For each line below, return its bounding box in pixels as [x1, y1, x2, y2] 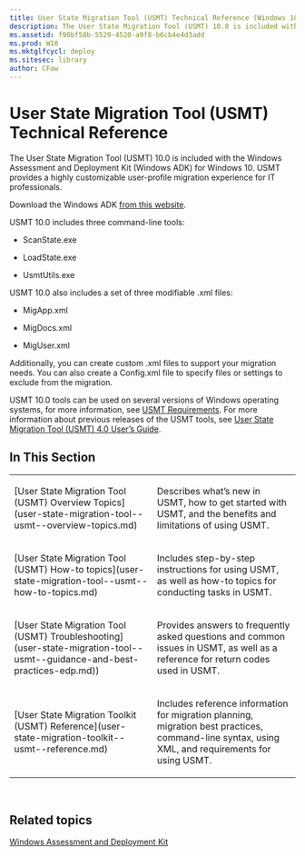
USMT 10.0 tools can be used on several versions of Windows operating [9, 394, 280, 405]
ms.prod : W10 [9, 38, 59, 48]
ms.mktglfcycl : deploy [9, 47, 95, 56]
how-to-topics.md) [14, 585, 98, 598]
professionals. [9, 181, 63, 192]
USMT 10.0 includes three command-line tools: [9, 216, 185, 227]
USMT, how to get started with [157, 496, 288, 509]
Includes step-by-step [157, 552, 256, 564]
